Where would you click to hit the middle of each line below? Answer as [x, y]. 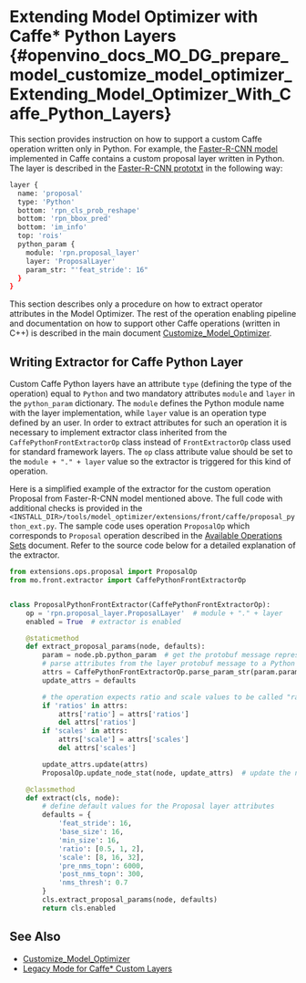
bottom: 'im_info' [53, 227]
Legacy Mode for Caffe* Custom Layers [97, 968]
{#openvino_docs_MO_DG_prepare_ [149, 56]
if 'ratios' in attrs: [85, 706]
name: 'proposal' [51, 193]
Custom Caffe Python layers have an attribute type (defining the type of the [151, 384]
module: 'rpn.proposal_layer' [83, 253]
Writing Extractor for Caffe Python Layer [127, 362]
